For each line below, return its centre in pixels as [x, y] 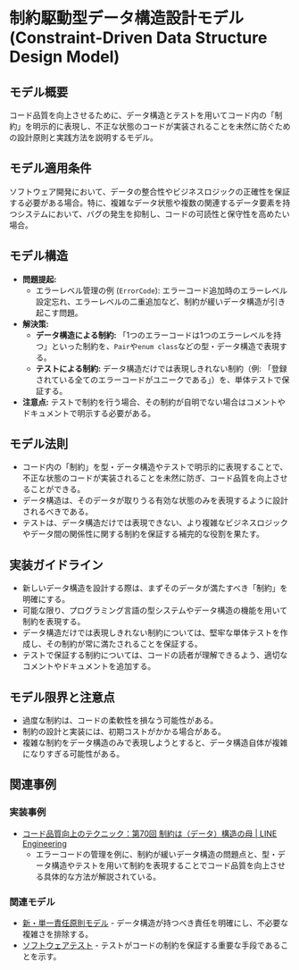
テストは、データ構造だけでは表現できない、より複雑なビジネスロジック [155, 523]
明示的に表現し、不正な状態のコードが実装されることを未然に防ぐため [162, 126]
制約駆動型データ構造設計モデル [127, 18]
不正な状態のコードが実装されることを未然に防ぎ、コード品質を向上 [147, 478]
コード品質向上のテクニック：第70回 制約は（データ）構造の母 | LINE [149, 833]
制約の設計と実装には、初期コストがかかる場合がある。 [124, 732]
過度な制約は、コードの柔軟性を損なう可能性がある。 [120, 721]
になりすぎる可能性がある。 [73, 754]
